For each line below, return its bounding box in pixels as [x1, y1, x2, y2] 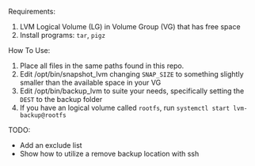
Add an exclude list [19, 141, 82, 149]
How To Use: [8, 46, 51, 55]
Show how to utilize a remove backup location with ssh [19, 149, 200, 158]
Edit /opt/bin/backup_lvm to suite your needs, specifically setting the [19, 86, 245, 96]
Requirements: [8, 7, 55, 16]
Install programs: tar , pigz [19, 31, 105, 40]
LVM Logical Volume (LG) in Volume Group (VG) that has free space [19, 22, 241, 31]
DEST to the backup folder [19, 95, 103, 104]
